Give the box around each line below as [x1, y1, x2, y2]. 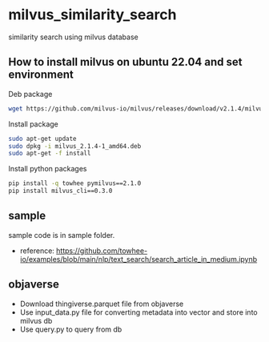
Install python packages [8, 164, 87, 174]
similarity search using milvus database [8, 32, 139, 42]
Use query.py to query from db [19, 324, 122, 334]
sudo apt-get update [8, 135, 78, 143]
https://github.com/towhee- [55, 246, 148, 255]
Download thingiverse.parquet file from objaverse [19, 299, 184, 308]
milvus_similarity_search [8, 6, 177, 24]
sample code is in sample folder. [8, 230, 115, 239]
